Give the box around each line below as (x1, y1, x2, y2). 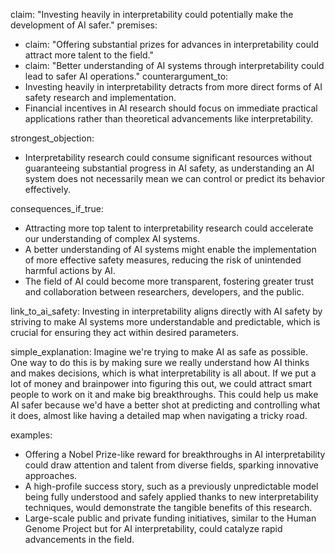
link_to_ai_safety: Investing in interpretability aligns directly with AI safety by (10, 305, 323, 317)
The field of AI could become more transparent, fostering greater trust (24, 275, 314, 287)
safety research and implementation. (24, 92, 177, 103)
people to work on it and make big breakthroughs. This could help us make (10, 389, 319, 400)
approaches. (24, 470, 78, 481)
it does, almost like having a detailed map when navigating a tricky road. (10, 410, 308, 421)
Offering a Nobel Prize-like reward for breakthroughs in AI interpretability (24, 449, 326, 460)
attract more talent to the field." (24, 49, 154, 61)
